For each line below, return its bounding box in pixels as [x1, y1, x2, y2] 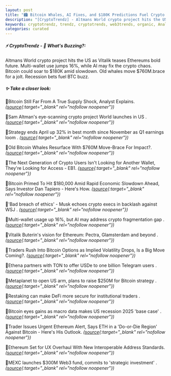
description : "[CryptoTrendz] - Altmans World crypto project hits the [5, 17, 160, 22]
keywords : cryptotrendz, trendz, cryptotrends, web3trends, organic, [5, 21, 156, 27]
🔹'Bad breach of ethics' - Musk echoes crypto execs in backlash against [5, 201, 157, 207]
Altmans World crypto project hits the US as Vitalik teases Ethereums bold [5, 57, 161, 64]
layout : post [5, 7, 33, 13]
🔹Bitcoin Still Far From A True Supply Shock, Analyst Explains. [5, 98, 135, 105]
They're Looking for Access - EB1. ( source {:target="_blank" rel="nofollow [5, 165, 160, 171]
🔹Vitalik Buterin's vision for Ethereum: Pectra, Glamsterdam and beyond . [5, 232, 159, 238]
